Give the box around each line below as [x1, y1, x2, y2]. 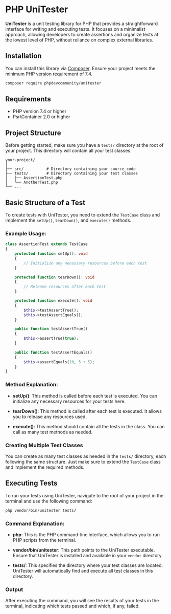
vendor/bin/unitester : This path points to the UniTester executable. [12, 546, 155, 553]
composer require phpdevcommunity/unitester [5, 80, 102, 85]
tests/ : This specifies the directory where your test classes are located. [12, 562, 163, 568]
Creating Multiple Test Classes [5, 442, 83, 449]
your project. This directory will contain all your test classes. [5, 147, 132, 154]
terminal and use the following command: [5, 498, 92, 504]
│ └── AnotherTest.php [5, 180, 58, 185]
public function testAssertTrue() [14, 326, 88, 332]
